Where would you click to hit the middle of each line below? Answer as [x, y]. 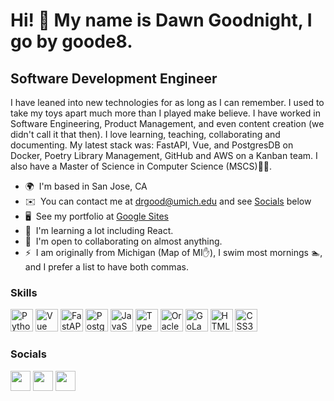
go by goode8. [71, 41]
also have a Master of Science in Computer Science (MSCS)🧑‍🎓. [141, 166]
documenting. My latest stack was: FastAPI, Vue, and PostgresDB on [152, 145]
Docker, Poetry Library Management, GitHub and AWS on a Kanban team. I [164, 155]
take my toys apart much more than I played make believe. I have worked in [165, 113]
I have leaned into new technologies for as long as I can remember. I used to [167, 102]
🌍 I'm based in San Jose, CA [86, 186]
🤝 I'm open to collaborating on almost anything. [123, 241]
